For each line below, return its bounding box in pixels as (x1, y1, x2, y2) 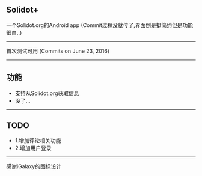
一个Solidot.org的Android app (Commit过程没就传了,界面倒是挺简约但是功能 (6, 21, 194, 29)
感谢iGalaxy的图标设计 (6, 163, 62, 170)
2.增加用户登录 (14, 144, 52, 152)
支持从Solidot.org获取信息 (14, 90, 79, 97)
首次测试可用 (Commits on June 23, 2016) (6, 47, 110, 55)
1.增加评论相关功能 (14, 137, 61, 144)
